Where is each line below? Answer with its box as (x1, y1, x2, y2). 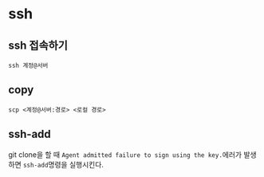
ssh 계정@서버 (8, 61, 49, 69)
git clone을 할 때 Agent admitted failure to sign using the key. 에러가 (8, 149, 242, 159)
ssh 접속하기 (8, 38, 68, 52)
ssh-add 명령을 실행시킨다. (22, 159, 104, 169)
